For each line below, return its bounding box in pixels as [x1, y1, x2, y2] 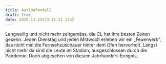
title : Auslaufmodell [5, 7, 52, 13]
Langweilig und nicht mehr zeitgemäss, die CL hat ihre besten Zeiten [5, 31, 150, 37]
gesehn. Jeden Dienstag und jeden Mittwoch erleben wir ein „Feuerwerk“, [5, 36, 161, 42]
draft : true [5, 12, 31, 17]
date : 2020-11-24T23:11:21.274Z [5, 17, 74, 22]
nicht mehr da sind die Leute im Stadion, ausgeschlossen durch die [5, 47, 148, 54]
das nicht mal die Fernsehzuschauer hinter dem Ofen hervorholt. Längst [5, 42, 157, 48]
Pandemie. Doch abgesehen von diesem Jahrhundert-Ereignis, [5, 53, 138, 59]
